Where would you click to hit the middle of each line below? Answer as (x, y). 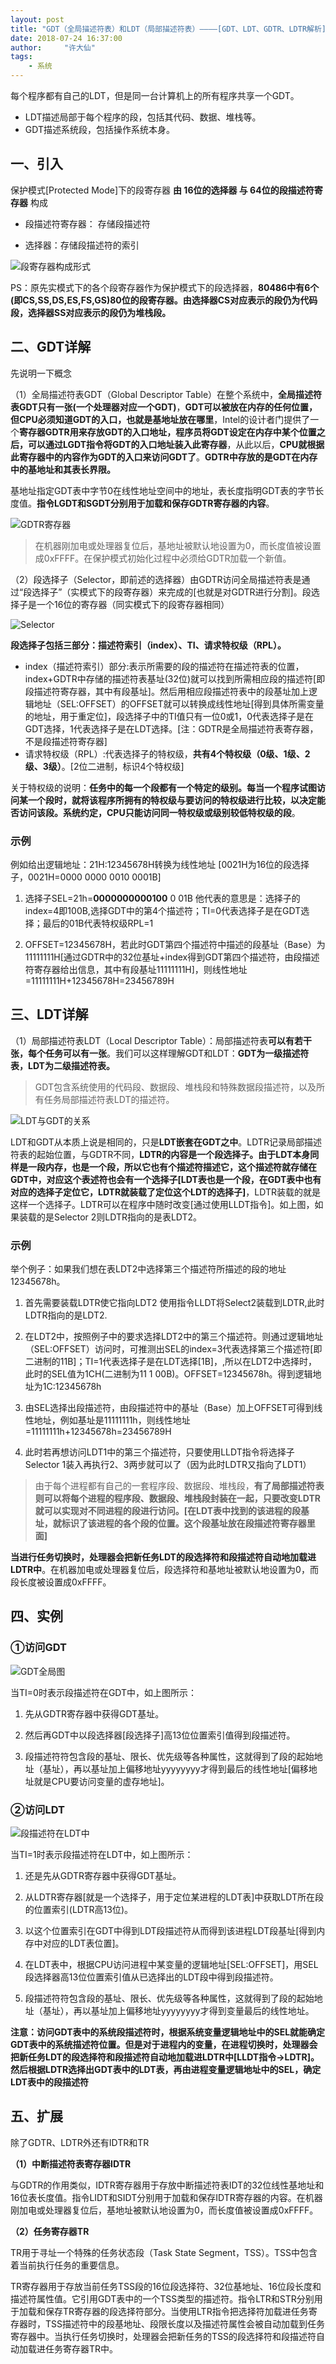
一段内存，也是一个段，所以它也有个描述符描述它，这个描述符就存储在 (172, 1167)
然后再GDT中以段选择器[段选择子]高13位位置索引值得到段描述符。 (160, 1735)
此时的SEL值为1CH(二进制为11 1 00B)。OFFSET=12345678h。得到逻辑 (168, 1374)
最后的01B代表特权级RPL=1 (98, 923)
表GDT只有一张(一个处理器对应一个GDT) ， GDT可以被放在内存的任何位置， (164, 407)
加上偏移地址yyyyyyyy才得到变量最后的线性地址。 (211, 2011)
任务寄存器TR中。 (81, 2348)
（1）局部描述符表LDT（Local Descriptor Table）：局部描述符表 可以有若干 (161, 1040)
